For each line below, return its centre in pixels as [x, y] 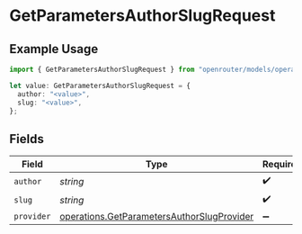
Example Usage [54, 49]
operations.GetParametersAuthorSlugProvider [157, 217]
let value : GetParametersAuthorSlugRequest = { [100, 85]
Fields [27, 139]
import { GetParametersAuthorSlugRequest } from [102, 69]
